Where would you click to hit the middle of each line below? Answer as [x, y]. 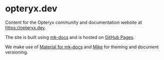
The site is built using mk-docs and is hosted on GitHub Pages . [70, 37]
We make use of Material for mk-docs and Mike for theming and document [82, 47]
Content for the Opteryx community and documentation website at [74, 22]
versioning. [17, 52]
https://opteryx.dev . [25, 27]
